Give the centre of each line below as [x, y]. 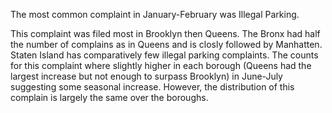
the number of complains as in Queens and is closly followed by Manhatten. [166, 44]
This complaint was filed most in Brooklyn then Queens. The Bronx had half [165, 33]
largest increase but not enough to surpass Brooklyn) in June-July [146, 76]
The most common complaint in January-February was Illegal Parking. [155, 14]
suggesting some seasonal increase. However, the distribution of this [152, 87]
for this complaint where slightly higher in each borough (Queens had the [161, 65]
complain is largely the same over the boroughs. [109, 97]
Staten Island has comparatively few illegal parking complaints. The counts [164, 55]
